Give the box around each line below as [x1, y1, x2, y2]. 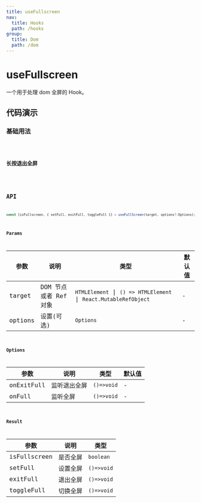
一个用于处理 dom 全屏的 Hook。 [6, 88, 87, 96]
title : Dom [11, 37, 39, 43]
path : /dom [11, 43, 39, 49]
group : [6, 31, 23, 37]
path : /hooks [11, 25, 44, 32]
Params [6, 231, 23, 237]
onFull [9, 392, 31, 400]
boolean [88, 453, 110, 460]
